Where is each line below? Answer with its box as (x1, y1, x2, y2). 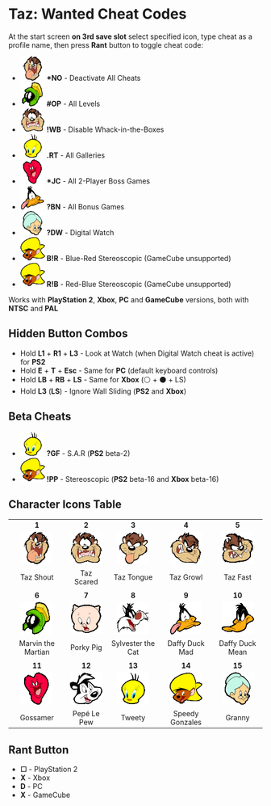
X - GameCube (19, 790, 71, 800)
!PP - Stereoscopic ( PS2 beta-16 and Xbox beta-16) (46, 474, 219, 483)
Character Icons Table (8, 497, 123, 511)
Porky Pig (69, 643, 102, 652)
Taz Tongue (113, 572, 153, 582)
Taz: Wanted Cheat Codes (8, 5, 187, 23)
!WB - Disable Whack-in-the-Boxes (46, 124, 165, 134)
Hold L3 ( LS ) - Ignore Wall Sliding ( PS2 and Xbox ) (19, 386, 187, 396)
